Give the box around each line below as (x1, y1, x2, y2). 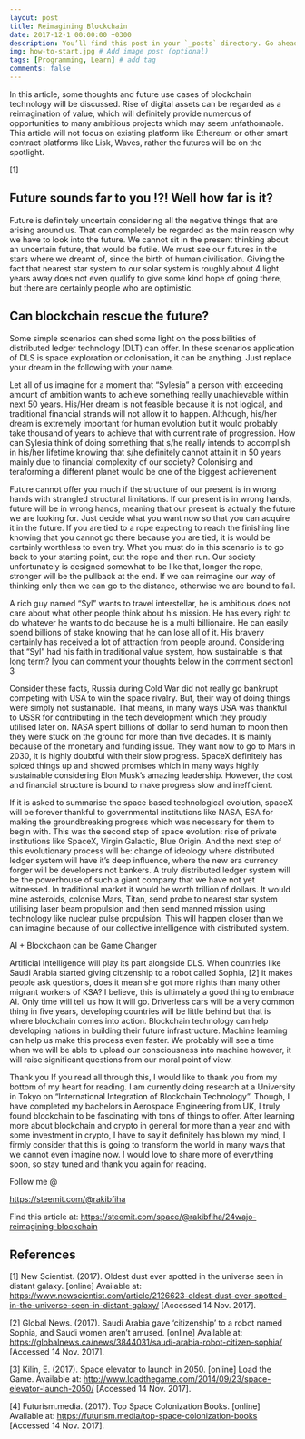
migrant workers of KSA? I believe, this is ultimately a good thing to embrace (9, 986, 295, 997)
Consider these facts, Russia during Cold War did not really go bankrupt (9, 683, 279, 694)
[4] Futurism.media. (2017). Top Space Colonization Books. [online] (9, 1401, 261, 1412)
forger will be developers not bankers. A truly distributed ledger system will (9, 864, 290, 875)
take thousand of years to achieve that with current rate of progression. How (9, 428, 296, 439)
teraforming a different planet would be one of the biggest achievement (9, 466, 277, 477)
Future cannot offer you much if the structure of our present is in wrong (9, 483, 277, 495)
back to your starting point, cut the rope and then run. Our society (9, 551, 256, 562)
